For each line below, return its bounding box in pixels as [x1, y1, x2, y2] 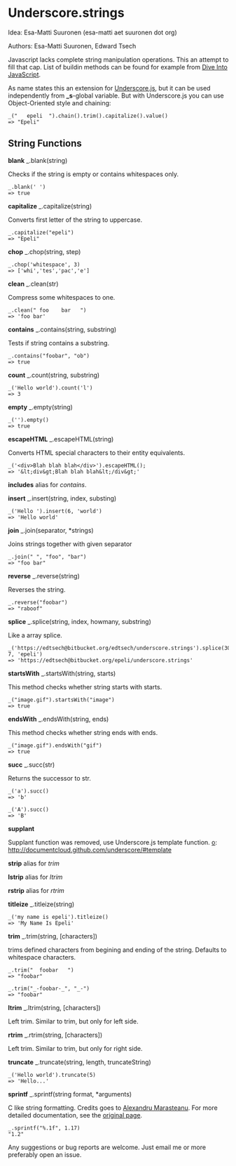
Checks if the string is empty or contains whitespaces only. [8, 170, 179, 178]
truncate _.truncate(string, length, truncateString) [8, 1058, 151, 1066]
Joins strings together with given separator [8, 539, 132, 548]
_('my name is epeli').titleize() [8, 913, 109, 920]
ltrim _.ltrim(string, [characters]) [8, 1003, 101, 1012]
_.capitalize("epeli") [8, 229, 74, 236]
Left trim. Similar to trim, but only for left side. [8, 1016, 139, 1026]
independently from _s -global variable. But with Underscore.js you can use [8, 91, 224, 100]
